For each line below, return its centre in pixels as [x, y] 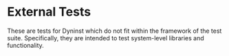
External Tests [49, 12]
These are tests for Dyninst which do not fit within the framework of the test [115, 31]
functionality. [26, 45]
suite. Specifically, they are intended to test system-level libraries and [106, 38]
